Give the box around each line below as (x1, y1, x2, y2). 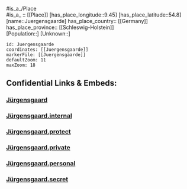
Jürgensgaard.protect (6, 128, 71, 136)
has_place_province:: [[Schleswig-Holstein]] (6, 24, 114, 31)
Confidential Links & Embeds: (6, 78, 117, 88)
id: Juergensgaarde (6, 41, 54, 47)
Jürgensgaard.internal (6, 112, 72, 120)
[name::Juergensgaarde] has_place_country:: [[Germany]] (6, 18, 148, 24)
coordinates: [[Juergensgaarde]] (6, 47, 89, 53)
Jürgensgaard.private (6, 144, 71, 152)
